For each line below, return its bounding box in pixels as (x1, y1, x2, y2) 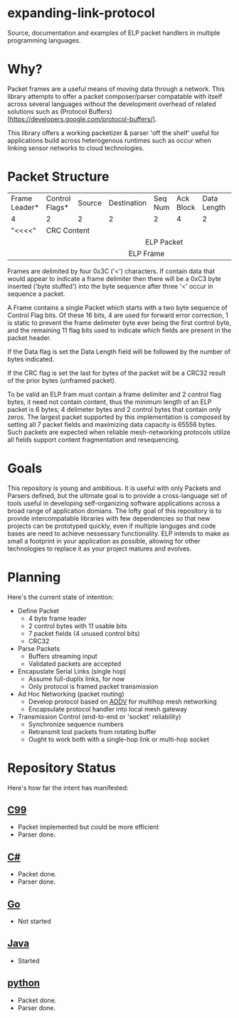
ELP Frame (128, 248, 165, 258)
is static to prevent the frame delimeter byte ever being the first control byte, (7, 318, 232, 327)
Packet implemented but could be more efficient (17, 823, 159, 832)
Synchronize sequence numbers (28, 720, 124, 728)
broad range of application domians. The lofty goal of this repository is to (7, 507, 222, 515)
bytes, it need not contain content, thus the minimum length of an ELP (7, 397, 212, 406)
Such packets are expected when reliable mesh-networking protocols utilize (7, 428, 231, 436)
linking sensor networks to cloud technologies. (7, 144, 144, 152)
